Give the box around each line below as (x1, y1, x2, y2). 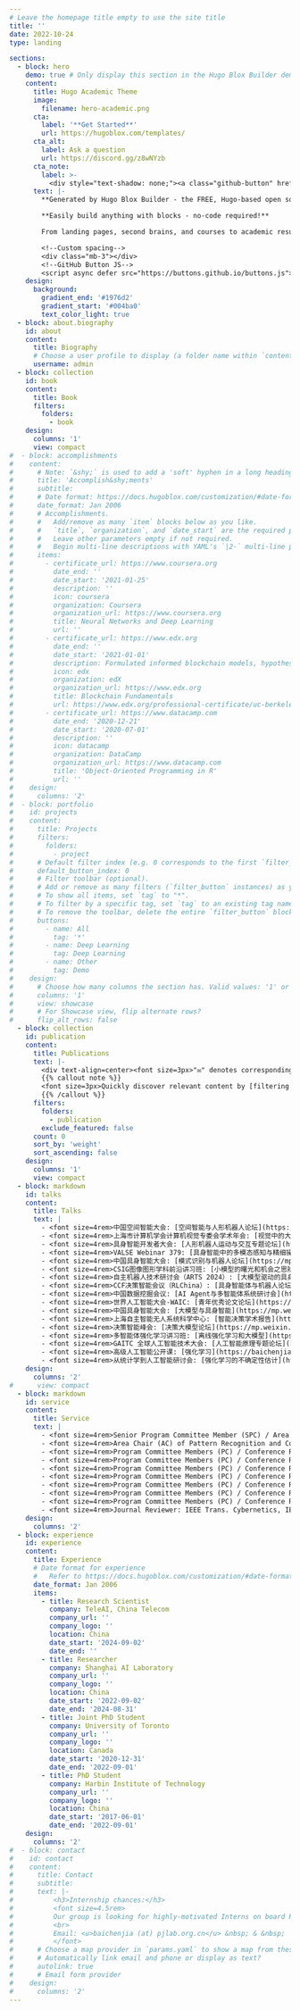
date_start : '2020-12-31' (48, 1755, 146, 1764)
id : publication (25, 1032, 87, 1041)
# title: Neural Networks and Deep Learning (9, 617, 214, 626)
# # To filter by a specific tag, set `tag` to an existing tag (9, 899, 274, 908)
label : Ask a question (41, 146, 126, 154)
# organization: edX (9, 675, 122, 684)
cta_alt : (32, 138, 66, 146)
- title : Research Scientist (41, 1597, 150, 1605)
